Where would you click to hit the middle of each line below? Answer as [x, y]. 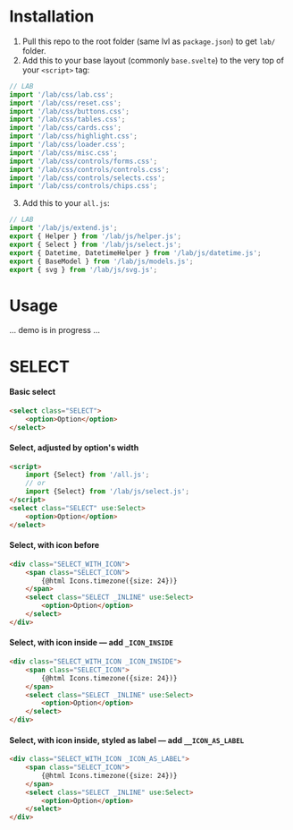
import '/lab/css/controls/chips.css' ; [84, 186]
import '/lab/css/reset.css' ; [66, 103]
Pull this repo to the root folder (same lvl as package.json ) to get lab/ [149, 41]
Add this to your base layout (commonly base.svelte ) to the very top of [153, 60]
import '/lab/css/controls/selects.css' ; [88, 178]
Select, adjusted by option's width [74, 447]
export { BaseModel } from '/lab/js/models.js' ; [101, 261]
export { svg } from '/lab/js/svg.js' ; [84, 270]
